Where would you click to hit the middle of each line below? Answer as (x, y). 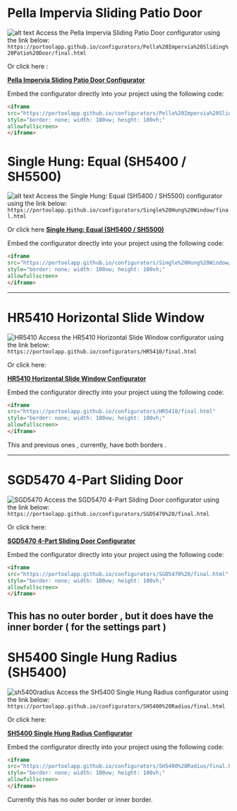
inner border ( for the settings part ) (87, 627)
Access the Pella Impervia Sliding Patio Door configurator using (128, 33)
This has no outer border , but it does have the (110, 616)
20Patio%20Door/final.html (47, 53)
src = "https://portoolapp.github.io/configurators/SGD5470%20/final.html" (118, 574)
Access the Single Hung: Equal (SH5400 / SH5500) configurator (129, 196)
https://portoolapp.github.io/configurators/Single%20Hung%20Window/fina (118, 210)
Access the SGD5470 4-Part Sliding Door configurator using (132, 500)
